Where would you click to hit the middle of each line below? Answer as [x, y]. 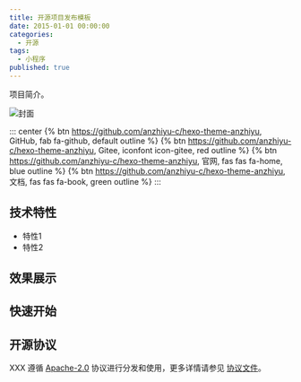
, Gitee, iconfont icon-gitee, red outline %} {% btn [185, 150]
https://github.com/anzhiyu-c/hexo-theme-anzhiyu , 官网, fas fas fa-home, [146, 161]
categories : [31, 34]
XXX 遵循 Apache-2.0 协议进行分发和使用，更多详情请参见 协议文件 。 [138, 368]
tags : [19, 51]
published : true [39, 68]
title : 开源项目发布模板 [50, 17]
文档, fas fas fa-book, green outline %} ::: [85, 181]
